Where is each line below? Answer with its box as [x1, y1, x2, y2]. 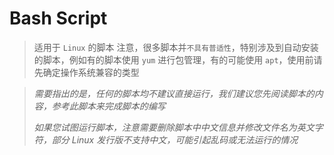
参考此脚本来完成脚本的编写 [51, 100, 166, 112]
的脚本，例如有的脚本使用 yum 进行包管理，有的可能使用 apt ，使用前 [33, 53, 314, 66]
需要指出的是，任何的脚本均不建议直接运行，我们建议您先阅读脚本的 [33, 87, 315, 99]
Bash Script [9, 7, 108, 30]
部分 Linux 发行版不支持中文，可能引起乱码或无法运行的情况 [51, 133, 299, 146]
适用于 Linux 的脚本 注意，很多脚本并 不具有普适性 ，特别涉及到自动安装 [33, 41, 319, 53]
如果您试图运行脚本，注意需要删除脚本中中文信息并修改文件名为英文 [33, 121, 315, 133]
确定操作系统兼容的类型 [42, 66, 140, 78]
